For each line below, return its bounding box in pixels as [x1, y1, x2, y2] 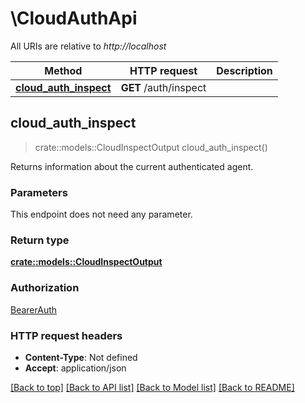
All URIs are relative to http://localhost [10, 40, 167, 52]
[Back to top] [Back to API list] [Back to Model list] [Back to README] [10, 381, 295, 393]
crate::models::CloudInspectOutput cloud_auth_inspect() [34, 141, 268, 153]
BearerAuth [10, 303, 58, 316]
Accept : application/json [24, 362, 127, 374]
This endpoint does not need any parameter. [10, 208, 193, 221]
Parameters [10, 185, 68, 199]
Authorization [10, 281, 80, 295]
